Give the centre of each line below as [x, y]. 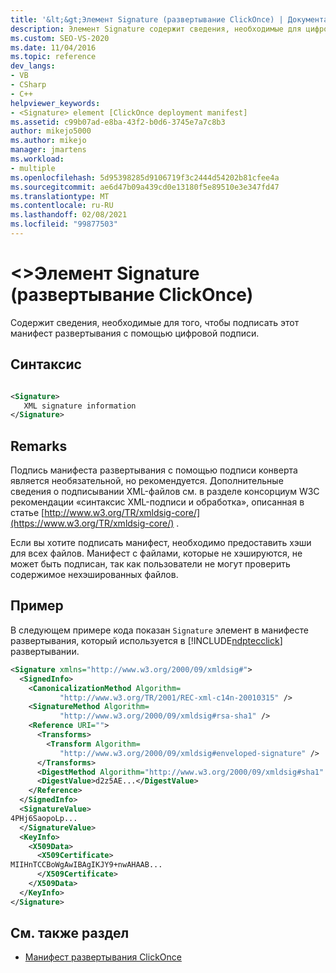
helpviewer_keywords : [55, 103]
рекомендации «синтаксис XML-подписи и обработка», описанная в [157, 502]
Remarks [39, 446]
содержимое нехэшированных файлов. [94, 575]
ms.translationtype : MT [60, 196]
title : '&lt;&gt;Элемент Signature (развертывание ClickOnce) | [147, 19]
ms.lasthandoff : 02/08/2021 [69, 215]
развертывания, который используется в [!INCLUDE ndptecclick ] [146, 640]
